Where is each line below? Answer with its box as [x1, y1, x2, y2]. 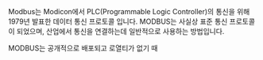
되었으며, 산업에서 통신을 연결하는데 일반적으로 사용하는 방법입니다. [16, 27, 225, 36]
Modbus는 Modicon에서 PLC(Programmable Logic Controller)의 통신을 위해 [8, 7, 250, 16]
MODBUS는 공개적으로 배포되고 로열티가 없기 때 [8, 43, 158, 53]
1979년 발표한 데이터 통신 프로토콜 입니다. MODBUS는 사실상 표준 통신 [8, 17, 228, 26]
